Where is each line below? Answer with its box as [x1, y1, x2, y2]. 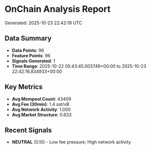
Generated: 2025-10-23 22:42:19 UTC [4, 20, 82, 26]
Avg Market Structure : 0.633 [11, 111, 72, 117]
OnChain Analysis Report [4, 3, 111, 15]
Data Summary [4, 34, 52, 43]
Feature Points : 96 [11, 52, 50, 58]
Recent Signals [4, 126, 52, 134]
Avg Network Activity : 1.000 [11, 106, 71, 112]
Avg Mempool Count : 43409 [11, 96, 71, 102]
